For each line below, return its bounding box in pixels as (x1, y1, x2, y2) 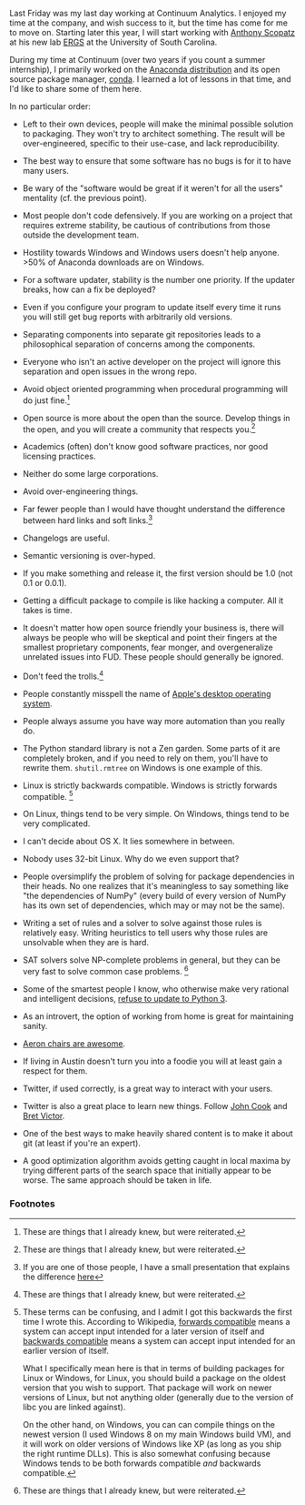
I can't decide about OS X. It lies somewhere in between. (22, 836, 235, 847)
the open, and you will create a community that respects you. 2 (22, 422, 256, 435)
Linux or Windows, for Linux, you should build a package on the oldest (22, 1373, 286, 1384)
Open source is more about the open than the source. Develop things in (22, 412, 290, 423)
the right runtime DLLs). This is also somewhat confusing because (22, 1449, 271, 1460)
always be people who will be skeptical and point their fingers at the (22, 631, 278, 642)
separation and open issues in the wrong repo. (22, 366, 197, 377)
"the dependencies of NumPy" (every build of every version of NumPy (22, 891, 287, 902)
